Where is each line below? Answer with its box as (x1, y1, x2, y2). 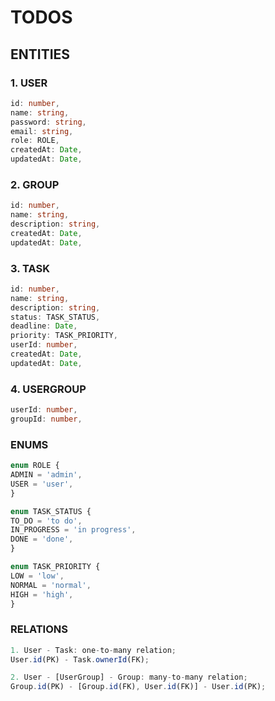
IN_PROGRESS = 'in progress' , (10, 525, 137, 535)
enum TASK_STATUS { (10, 506, 92, 516)
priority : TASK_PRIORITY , (10, 331, 118, 341)
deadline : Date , (10, 321, 78, 331)
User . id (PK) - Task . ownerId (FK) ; (10, 654, 150, 665)
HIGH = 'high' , (10, 589, 74, 600)
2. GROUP (10, 177, 60, 191)
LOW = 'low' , (10, 571, 65, 581)
